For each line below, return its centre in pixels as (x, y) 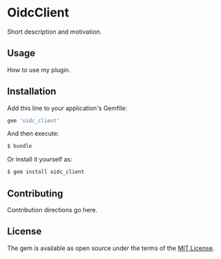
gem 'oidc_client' (33, 121)
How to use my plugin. (39, 69)
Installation (32, 92)
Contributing (35, 193)
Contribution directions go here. (52, 210)
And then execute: (33, 134)
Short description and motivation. (54, 32)
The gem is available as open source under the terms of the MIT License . (111, 248)
